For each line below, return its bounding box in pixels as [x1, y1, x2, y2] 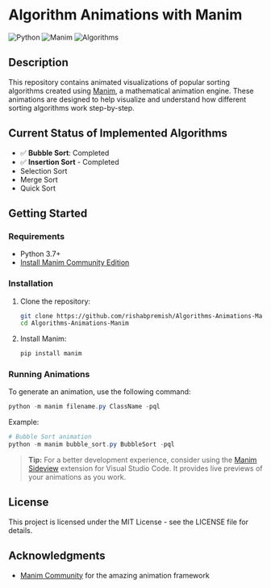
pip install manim [19, 350, 82, 358]
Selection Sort [19, 166, 68, 175]
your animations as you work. [27, 472, 127, 482]
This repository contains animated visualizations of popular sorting [8, 77, 231, 86]
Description [8, 56, 69, 69]
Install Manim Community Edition [19, 258, 130, 267]
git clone [19, 312, 54, 320]
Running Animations [8, 369, 90, 380]
